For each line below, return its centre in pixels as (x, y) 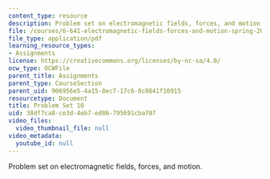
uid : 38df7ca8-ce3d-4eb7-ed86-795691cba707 (82, 114)
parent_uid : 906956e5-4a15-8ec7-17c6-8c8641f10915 (95, 91)
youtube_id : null (45, 143)
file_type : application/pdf (55, 38)
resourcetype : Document (48, 98)
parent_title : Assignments (53, 76)
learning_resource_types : (51, 46)
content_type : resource (48, 16)
